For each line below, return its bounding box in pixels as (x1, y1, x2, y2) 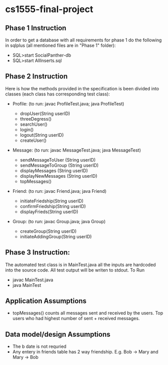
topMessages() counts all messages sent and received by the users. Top (12, 310, 163, 316)
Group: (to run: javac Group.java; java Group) (12, 218, 106, 224)
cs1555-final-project (5, 4, 94, 15)
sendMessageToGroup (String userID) (20, 162, 99, 168)
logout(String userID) (20, 132, 64, 138)
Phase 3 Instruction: (5, 248, 70, 257)
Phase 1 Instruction (5, 24, 66, 32)
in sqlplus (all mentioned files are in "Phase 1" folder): (5, 42, 116, 48)
